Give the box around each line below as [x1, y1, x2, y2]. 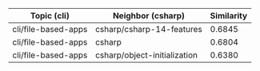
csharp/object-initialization [94, 49, 198, 61]
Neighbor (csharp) [112, 10, 186, 21]
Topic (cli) [30, 10, 70, 21]
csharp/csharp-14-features [94, 24, 202, 34]
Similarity [210, 10, 248, 21]
